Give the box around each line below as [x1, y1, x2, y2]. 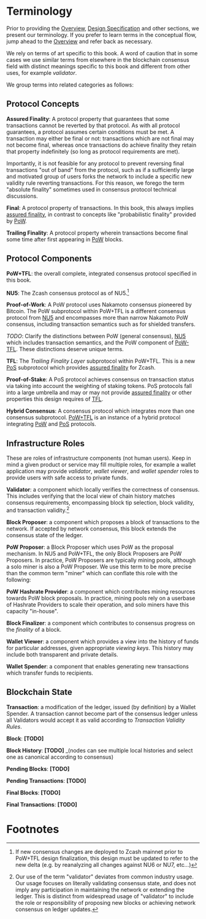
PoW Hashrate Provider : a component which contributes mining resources [6, 587, 196, 595]
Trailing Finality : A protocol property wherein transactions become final [6, 229, 188, 236]
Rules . [6, 723, 23, 730]
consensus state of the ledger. [6, 531, 83, 538]
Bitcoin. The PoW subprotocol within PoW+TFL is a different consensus [6, 308, 186, 315]
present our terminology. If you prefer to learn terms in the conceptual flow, [6, 31, 197, 38]
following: [6, 576, 31, 583]
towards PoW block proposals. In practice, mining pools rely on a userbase [6, 594, 196, 602]
